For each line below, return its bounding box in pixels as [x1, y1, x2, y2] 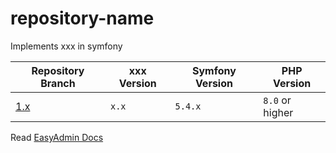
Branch [40, 76, 76, 90]
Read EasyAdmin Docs [10, 131, 104, 143]
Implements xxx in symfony [10, 40, 123, 52]
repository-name [10, 7, 155, 30]
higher [263, 105, 294, 119]
